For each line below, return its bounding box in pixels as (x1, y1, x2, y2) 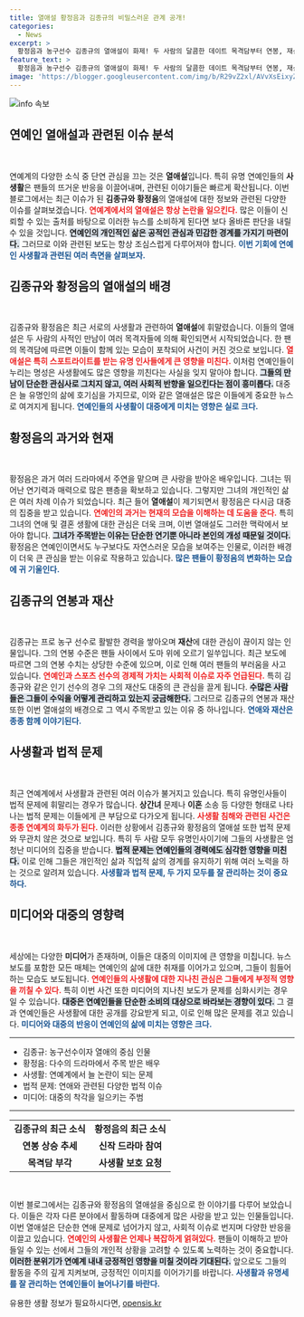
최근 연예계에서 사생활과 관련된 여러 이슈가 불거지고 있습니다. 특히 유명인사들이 (9, 787, 288, 798)
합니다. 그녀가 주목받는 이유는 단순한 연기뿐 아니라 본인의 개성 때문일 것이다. (25, 530, 291, 541)
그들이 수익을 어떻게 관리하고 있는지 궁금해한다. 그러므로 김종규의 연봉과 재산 (25, 693, 296, 703)
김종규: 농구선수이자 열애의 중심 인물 (22, 1046, 151, 1057)
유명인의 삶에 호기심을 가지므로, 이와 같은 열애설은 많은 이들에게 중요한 (28, 390, 278, 401)
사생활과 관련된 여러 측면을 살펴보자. (18, 250, 147, 261)
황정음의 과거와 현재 (9, 430, 114, 445)
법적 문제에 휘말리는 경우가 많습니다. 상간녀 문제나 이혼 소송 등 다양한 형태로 (9, 798, 278, 810)
